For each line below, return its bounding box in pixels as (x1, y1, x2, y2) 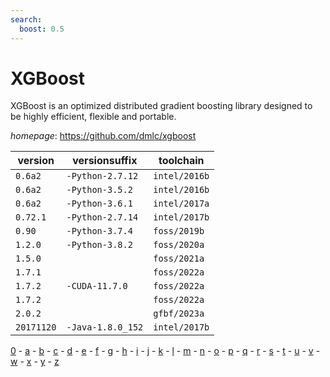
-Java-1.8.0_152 (66, 322, 144, 333)
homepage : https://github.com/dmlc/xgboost (10, 130, 197, 142)
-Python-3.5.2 (66, 184, 133, 196)
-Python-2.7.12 (66, 171, 139, 182)
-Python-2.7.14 (66, 212, 139, 223)
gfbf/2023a (153, 308, 205, 320)
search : (10, 14, 43, 25)
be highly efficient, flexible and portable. (10, 111, 177, 123)
